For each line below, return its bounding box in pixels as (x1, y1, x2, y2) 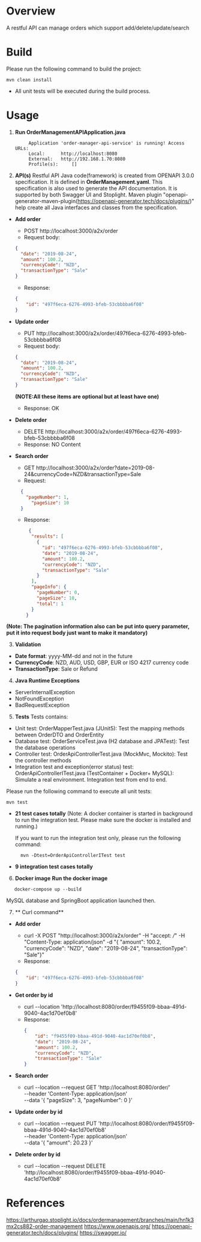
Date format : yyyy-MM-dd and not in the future (14, 653, 133, 660)
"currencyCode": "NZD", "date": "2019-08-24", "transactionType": (23, 945, 188, 952)
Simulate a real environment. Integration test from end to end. (14, 776, 167, 783)
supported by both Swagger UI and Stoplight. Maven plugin (14, 191, 162, 198)
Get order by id (14, 991, 53, 999)
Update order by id (14, 1108, 63, 1115)
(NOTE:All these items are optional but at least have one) (14, 393, 160, 400)
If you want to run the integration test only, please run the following (14, 835, 181, 842)
